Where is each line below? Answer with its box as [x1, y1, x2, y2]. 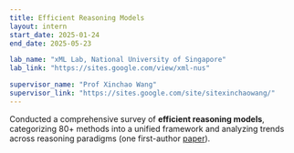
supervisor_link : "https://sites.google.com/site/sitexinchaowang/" [9, 88, 276, 97]
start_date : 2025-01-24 [9, 30, 100, 39]
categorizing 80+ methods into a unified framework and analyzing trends [9, 123, 285, 134]
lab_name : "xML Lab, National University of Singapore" [9, 56, 226, 65]
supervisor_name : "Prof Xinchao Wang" [9, 80, 157, 89]
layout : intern [9, 22, 68, 31]
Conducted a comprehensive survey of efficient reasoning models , [9, 113, 265, 124]
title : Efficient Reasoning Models [9, 13, 145, 23]
